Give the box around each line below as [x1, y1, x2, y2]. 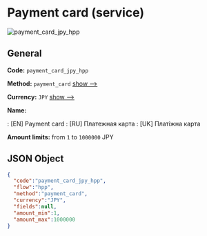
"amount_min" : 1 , [13, 209, 60, 217]
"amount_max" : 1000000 [13, 216, 76, 223]
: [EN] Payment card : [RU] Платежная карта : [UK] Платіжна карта [7, 119, 201, 128]
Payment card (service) [7, 5, 145, 21]
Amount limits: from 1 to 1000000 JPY [7, 132, 114, 141]
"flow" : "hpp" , [13, 184, 54, 191]
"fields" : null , [13, 203, 57, 210]
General [7, 48, 43, 59]
